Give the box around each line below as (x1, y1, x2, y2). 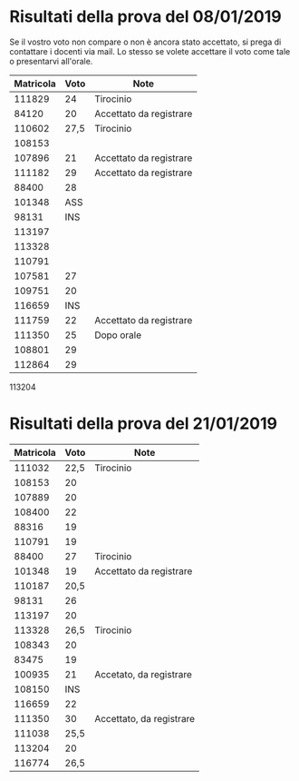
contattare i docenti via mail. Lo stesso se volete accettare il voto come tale (9, 45, 291, 56)
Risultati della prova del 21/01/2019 (9, 413, 278, 434)
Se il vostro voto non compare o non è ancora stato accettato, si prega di (9, 36, 282, 47)
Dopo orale (94, 329, 142, 341)
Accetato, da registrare (94, 667, 192, 680)
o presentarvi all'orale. (9, 55, 93, 66)
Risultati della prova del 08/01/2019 (9, 6, 283, 27)
